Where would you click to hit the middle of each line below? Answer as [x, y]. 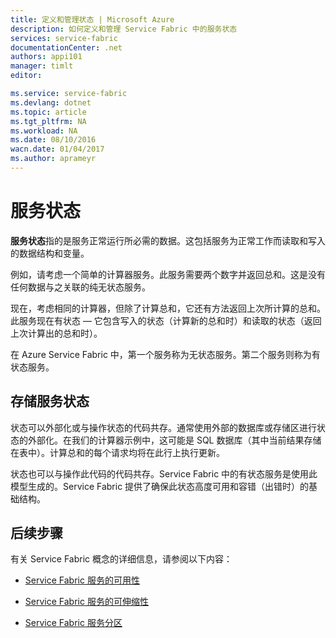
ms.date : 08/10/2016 [53, 140]
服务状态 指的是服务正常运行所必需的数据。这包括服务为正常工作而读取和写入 [168, 240]
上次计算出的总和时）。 [56, 333]
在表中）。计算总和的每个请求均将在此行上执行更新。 [117, 452]
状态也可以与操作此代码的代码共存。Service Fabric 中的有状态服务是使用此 [164, 473]
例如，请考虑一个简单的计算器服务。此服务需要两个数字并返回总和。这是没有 [168, 274]
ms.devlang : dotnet [51, 102]
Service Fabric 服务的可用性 [82, 580]
